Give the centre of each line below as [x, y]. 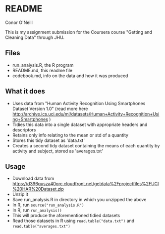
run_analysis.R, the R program [43, 65]
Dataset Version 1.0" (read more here [50, 109]
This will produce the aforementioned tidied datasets [66, 216]
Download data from [33, 178]
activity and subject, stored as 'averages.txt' [57, 151]
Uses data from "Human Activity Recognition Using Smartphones [79, 103]
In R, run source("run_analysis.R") [48, 205]
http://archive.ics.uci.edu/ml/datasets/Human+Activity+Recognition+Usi [86, 114]
